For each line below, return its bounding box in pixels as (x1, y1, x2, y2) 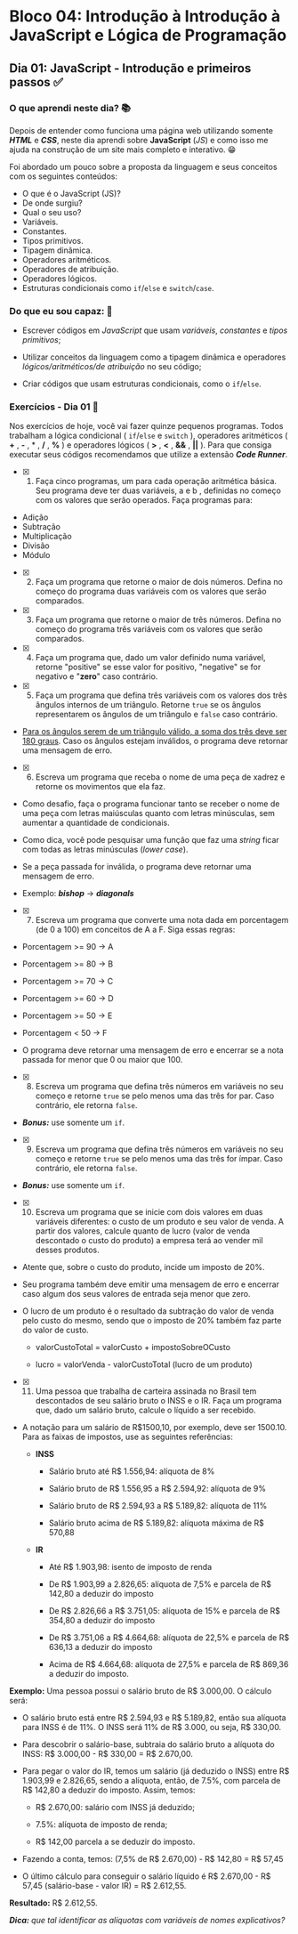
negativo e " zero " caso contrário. (35, 671, 158, 682)
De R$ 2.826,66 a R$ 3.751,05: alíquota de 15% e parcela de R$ (48, 1606, 281, 1616)
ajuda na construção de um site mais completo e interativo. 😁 (9, 144, 237, 155)
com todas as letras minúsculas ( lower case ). (21, 844, 189, 855)
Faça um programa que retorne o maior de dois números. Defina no (35, 577, 283, 587)
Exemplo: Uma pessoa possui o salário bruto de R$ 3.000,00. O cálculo (9, 1686, 272, 1696)
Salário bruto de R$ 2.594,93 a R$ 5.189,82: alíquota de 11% (48, 1501, 268, 1511)
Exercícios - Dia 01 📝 (9, 401, 100, 413)
